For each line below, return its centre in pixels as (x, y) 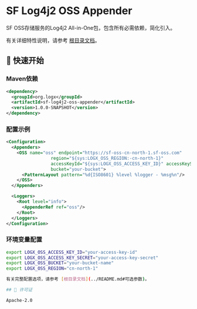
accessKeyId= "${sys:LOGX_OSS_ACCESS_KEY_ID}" (107, 164)
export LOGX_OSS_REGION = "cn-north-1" (52, 268)
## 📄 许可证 (19, 290)
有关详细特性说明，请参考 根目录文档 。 (53, 40)
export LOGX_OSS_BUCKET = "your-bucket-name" (60, 263)
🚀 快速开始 (25, 61)
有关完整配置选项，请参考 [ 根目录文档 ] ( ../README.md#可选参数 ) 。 (78, 279)
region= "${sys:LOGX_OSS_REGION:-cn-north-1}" (107, 158)
